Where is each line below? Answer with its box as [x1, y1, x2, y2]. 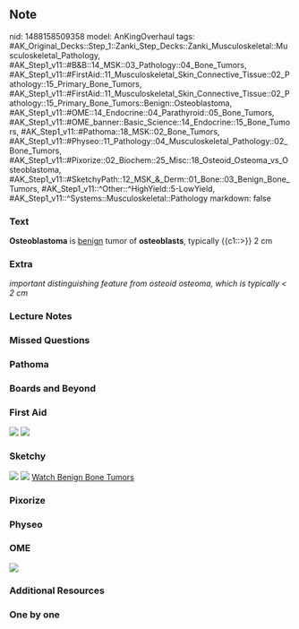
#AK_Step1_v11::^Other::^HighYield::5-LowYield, [41, 183, 216, 194]
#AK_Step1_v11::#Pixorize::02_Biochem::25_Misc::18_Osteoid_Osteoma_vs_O [9, 154, 289, 165]
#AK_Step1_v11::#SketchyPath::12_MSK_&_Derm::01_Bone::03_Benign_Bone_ [9, 174, 291, 185]
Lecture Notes [9, 310, 73, 323]
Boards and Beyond [9, 383, 97, 395]
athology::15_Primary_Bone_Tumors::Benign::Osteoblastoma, [9, 98, 233, 108]
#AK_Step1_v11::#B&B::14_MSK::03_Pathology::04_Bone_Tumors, [9, 59, 247, 70]
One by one [9, 608, 61, 621]
